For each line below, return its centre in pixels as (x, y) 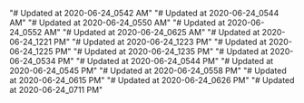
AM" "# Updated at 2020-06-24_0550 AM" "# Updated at (118, 23)
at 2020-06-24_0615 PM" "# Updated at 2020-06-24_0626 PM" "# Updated (152, 80)
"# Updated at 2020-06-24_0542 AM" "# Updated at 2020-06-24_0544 (144, 13)
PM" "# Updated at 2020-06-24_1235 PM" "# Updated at (162, 51)
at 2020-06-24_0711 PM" (56, 90)
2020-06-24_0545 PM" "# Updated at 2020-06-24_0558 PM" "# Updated (148, 70)
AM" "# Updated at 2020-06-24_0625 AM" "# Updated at (152, 32)
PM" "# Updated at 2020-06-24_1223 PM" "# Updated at (161, 42)
